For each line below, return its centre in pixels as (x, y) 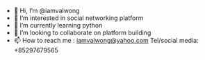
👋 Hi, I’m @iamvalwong (47, 11)
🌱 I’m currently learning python (58, 25)
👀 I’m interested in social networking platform (79, 18)
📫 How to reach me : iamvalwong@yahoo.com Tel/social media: (106, 40)
